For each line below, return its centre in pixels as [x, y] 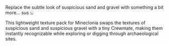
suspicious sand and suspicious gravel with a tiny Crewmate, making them [84, 28]
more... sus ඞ [20, 13]
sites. [11, 39]
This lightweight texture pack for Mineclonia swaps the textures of [75, 23]
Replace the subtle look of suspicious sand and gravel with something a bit [85, 7]
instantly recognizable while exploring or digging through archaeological [82, 33]
